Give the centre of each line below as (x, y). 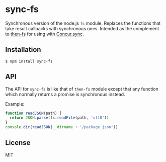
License (18, 143)
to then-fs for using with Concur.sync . (45, 34)
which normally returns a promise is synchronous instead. (65, 94)
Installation (23, 50)
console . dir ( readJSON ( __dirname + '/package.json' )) (62, 127)
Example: (15, 104)
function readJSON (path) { (33, 113)
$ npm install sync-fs (29, 61)
